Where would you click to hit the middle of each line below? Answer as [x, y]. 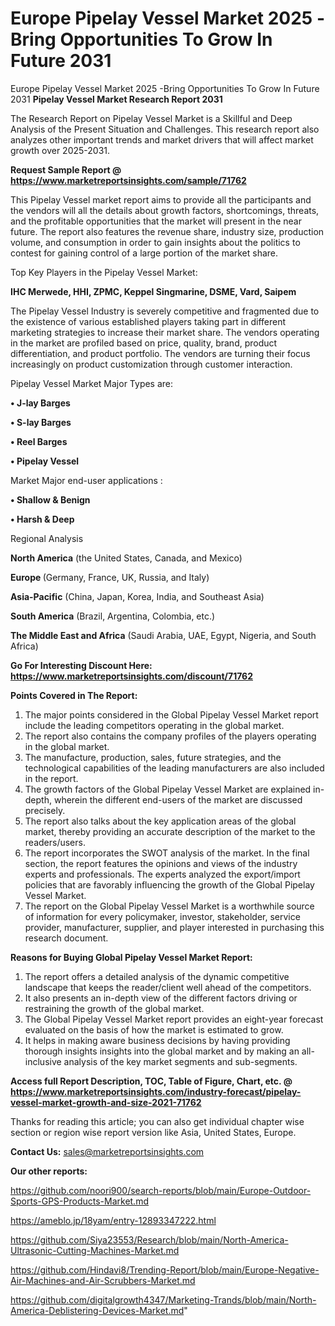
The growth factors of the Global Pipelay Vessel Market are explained [168, 789]
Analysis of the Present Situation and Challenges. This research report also [165, 129]
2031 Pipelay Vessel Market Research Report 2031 [116, 99]
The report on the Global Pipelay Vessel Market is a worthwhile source [169, 906]
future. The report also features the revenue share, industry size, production [167, 231]
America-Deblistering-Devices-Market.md [97, 1310]
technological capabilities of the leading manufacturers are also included [174, 768]
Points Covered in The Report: [74, 695]
